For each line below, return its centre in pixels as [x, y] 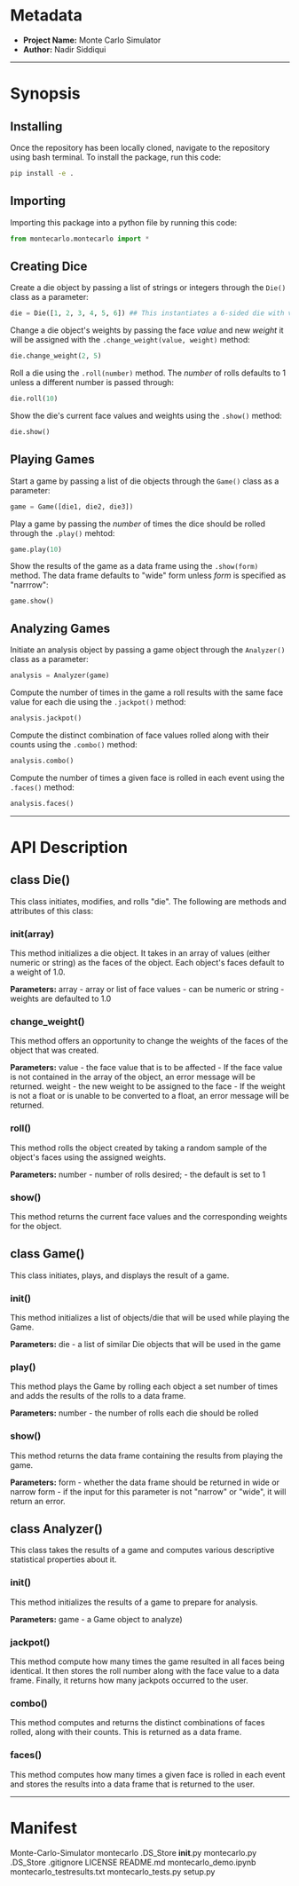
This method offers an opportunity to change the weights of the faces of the [149, 1041]
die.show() [30, 431]
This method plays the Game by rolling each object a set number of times [144, 1386]
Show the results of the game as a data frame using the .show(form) [134, 566]
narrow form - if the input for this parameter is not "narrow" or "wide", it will [148, 1491]
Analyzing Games [60, 628]
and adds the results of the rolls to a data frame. [98, 1396]
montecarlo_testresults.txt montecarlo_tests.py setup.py [113, 1871]
